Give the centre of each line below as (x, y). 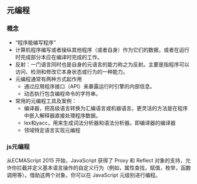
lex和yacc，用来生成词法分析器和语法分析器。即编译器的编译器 (100, 123)
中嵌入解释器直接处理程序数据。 (62, 115)
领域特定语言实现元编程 (52, 130)
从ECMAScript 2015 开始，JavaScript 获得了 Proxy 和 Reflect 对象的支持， (96, 160)
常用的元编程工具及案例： (46, 100)
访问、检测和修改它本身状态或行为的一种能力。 (71, 71)
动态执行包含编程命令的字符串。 (62, 93)
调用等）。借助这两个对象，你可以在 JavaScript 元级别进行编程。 (84, 175)
